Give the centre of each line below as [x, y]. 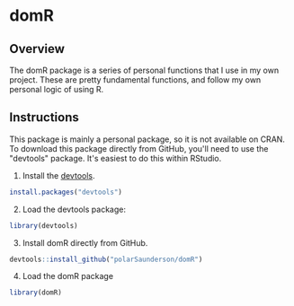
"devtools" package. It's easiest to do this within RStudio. [116, 158]
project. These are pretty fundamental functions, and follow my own [135, 80]
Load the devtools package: [74, 209]
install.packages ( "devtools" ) [66, 192]
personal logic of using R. [57, 89]
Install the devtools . [58, 175]
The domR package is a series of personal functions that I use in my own [144, 70]
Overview [37, 49]
